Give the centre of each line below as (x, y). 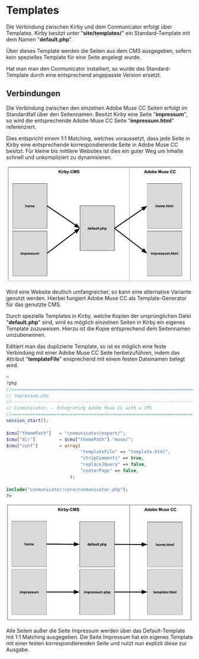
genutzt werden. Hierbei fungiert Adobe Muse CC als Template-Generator (97, 298)
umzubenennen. (26, 335)
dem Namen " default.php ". (39, 39)
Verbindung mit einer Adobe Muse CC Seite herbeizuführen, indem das (93, 352)
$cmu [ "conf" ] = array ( (44, 445)
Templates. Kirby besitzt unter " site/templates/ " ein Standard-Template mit (98, 33)
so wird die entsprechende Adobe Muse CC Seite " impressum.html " (90, 120)
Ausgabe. (18, 650)
